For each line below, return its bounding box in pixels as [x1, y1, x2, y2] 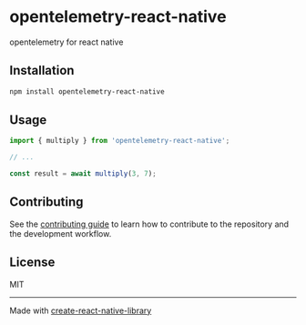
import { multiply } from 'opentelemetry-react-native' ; [9, 137, 230, 146]
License [9, 255, 56, 270]
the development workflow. [9, 228, 112, 239]
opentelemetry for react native [9, 36, 124, 47]
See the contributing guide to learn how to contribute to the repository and [9, 218, 290, 229]
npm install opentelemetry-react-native [9, 86, 166, 96]
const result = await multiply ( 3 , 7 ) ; [9, 169, 157, 178]
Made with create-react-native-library [9, 305, 152, 316]
